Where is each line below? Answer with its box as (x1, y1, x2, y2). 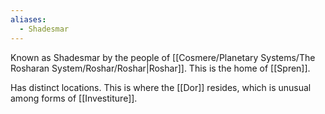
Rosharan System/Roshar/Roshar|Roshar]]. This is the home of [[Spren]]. (10, 62, 311, 74)
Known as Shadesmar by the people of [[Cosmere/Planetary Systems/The (10, 51, 316, 63)
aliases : (10, 14, 47, 25)
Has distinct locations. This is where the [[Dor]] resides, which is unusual (10, 81, 312, 93)
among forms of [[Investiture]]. (10, 92, 138, 104)
